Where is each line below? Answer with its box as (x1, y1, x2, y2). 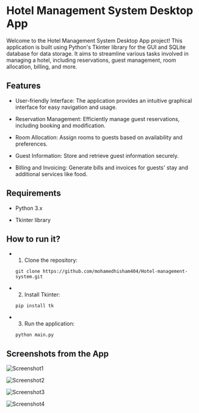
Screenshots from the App (6, 348, 109, 359)
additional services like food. (15, 170, 88, 177)
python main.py (15, 332, 54, 338)
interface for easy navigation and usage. (15, 103, 117, 111)
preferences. (15, 140, 48, 147)
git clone (15, 269, 41, 275)
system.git (15, 273, 43, 280)
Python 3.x (15, 204, 43, 212)
